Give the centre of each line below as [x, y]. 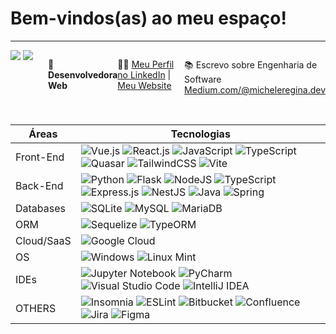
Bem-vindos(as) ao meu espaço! [148, 18]
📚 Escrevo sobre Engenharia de [251, 64]
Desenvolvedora [83, 74]
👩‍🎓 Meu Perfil [146, 64]
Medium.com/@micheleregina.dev [255, 89]
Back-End [39, 185]
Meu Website [144, 85]
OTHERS [36, 308]
